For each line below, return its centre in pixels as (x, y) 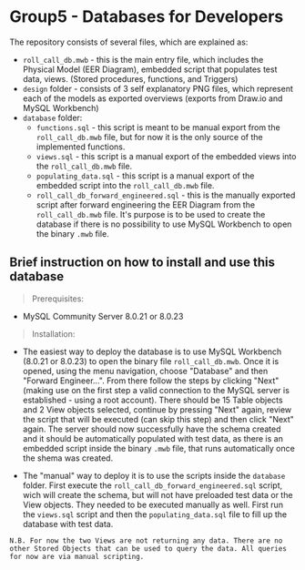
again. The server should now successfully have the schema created (152, 429)
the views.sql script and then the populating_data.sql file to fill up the (155, 514)
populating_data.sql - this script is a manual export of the (145, 176)
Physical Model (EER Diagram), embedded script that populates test (150, 69)
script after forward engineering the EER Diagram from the (146, 204)
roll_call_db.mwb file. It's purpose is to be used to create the (151, 214)
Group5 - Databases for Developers (147, 17)
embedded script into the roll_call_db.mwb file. (125, 185)
